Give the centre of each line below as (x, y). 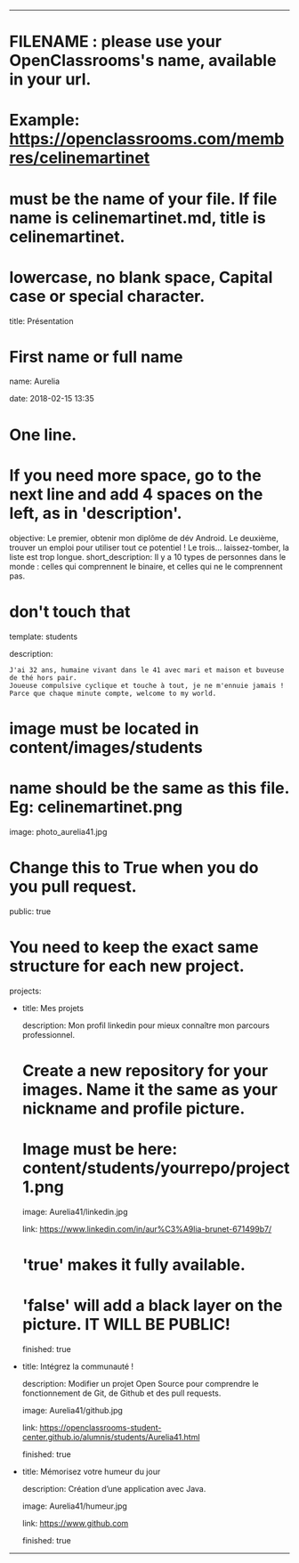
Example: (44, 120)
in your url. (50, 80)
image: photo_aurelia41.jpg (58, 831)
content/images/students (106, 747)
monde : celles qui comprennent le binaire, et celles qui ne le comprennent (146, 566)
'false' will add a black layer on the (152, 1306)
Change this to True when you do (134, 867)
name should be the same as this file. (149, 788)
